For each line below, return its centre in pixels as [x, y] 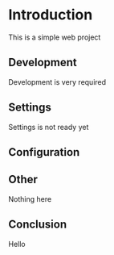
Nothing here [30, 199]
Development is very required [57, 82]
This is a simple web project [55, 37]
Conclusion [38, 225]
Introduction [51, 15]
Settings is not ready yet [49, 127]
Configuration [44, 152]
